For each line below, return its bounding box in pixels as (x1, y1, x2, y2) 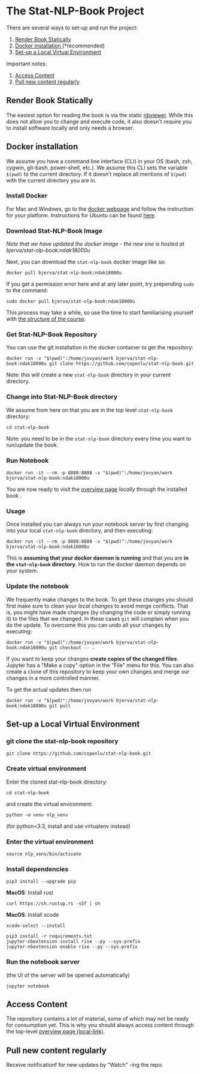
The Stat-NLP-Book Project (6, 4, 144, 18)
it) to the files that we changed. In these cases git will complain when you (6, 615, 189, 622)
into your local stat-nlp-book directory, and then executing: (6, 527, 153, 534)
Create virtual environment (6, 764, 87, 773)
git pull (49, 702, 71, 709)
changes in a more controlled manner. (6, 674, 100, 681)
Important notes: (6, 60, 47, 67)
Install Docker (6, 192, 48, 200)
